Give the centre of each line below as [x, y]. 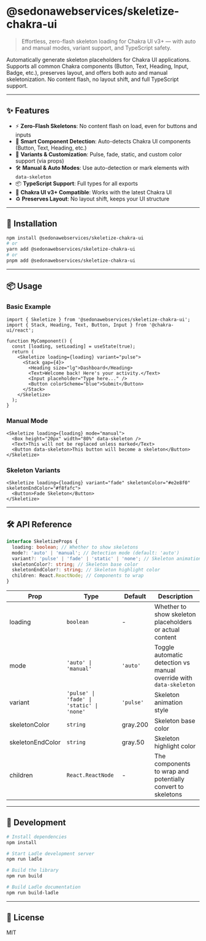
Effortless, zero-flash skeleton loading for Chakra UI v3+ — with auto [109, 41]
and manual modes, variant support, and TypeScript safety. [96, 48]
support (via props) [40, 161]
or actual [167, 630]
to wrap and [171, 772]
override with [173, 678]
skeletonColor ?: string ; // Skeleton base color [75, 564]
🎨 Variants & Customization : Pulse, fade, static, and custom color [98, 154]
